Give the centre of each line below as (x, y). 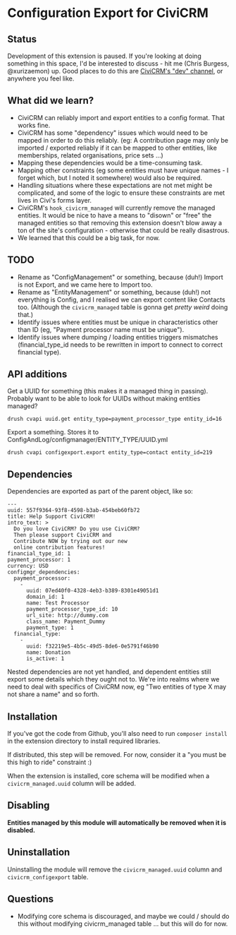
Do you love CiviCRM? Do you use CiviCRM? (77, 529)
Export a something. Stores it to (53, 432)
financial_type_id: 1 (39, 554)
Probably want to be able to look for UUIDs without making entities (104, 399)
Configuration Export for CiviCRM (108, 13)
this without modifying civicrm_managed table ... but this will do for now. (123, 924)
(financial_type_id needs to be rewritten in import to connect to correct (120, 345)
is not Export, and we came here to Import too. (85, 285)
